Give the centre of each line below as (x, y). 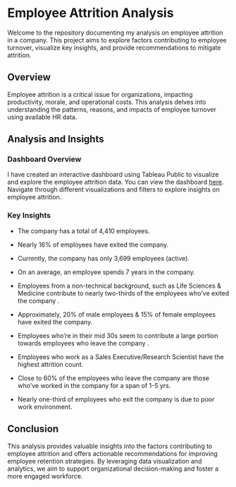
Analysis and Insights (56, 139)
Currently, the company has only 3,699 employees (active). (104, 258)
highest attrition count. (50, 364)
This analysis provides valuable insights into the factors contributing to (110, 446)
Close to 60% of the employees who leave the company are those (113, 378)
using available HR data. (42, 117)
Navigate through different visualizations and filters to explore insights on (113, 189)
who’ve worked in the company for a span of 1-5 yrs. (94, 385)
